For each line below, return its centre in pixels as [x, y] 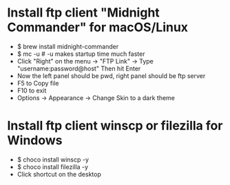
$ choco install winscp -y [53, 159]
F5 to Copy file [38, 83]
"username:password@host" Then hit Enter [79, 68]
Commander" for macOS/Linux [97, 27]
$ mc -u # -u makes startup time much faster [81, 54]
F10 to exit [32, 90]
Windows [35, 140]
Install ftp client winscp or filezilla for [115, 126]
